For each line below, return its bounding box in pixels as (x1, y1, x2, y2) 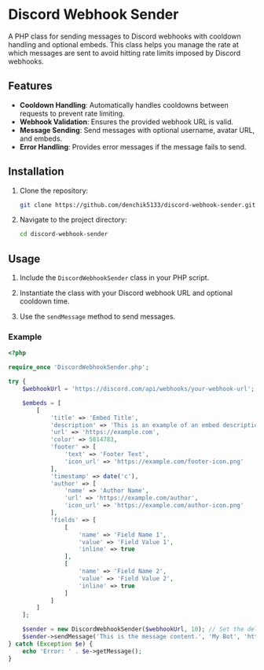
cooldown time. (19, 296, 70, 306)
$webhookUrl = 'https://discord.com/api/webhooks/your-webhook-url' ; (22, 385, 255, 393)
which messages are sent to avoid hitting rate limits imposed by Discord (8, 48, 241, 57)
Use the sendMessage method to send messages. (19, 312, 175, 322)
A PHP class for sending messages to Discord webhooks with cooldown (8, 31, 241, 41)
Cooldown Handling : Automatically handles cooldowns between (19, 100, 229, 109)
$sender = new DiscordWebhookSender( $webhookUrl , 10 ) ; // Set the (22, 625, 244, 634)
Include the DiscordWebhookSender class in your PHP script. (19, 273, 210, 282)
